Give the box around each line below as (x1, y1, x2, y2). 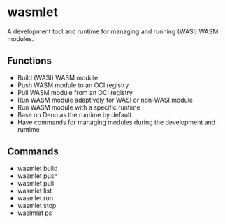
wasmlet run (17, 193, 54, 202)
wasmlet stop (17, 201, 57, 209)
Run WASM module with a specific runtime (17, 103, 141, 112)
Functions (7, 55, 52, 67)
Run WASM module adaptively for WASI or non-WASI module (17, 96, 194, 104)
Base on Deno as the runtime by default (17, 110, 132, 119)
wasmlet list (17, 186, 52, 195)
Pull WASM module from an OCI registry (17, 88, 133, 96)
